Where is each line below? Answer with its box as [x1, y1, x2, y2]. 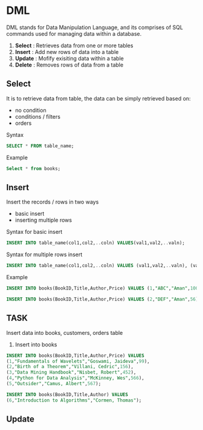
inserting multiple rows [14, 216, 72, 224]
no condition [14, 107, 47, 114]
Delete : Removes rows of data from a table [14, 61, 124, 68]
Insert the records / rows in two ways [6, 198, 99, 206]
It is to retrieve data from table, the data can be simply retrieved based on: [6, 94, 192, 102]
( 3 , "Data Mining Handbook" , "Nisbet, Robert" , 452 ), [6, 369, 137, 375]
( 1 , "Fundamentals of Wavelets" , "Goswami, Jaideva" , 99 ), [6, 358, 150, 364]
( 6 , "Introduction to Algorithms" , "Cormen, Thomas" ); [6, 397, 142, 403]
